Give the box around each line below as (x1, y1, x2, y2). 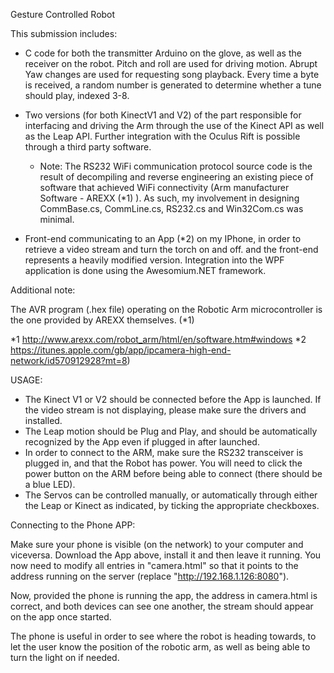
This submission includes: (10, 28, 118, 39)
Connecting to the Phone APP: (10, 519, 136, 531)
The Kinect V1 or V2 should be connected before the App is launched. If (24, 394, 322, 405)
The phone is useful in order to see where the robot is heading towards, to (10, 630, 317, 642)
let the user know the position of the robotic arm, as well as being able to (10, 641, 311, 653)
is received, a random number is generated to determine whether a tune (24, 79, 322, 91)
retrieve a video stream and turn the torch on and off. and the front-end (24, 244, 319, 255)
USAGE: (10, 374, 43, 386)
